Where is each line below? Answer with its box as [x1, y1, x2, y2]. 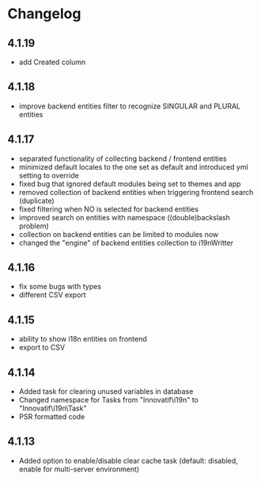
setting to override [18, 170, 80, 180]
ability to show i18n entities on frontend [18, 334, 147, 344]
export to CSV [18, 342, 65, 353]
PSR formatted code [18, 412, 85, 422]
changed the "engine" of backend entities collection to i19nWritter [18, 238, 234, 247]
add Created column [18, 57, 86, 67]
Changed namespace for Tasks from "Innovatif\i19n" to [18, 395, 199, 405]
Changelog [7, 5, 81, 23]
